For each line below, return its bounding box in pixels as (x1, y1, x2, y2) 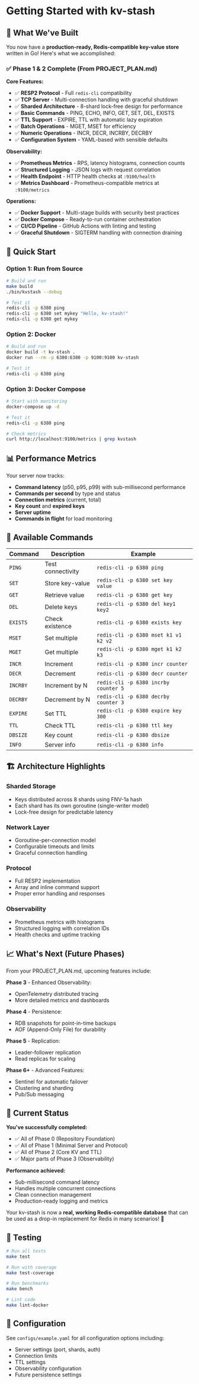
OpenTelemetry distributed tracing (14, 990, 99, 998)
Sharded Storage (6, 782, 56, 791)
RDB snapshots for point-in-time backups (14, 1019, 117, 1027)
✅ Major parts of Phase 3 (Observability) (14, 1155, 114, 1162)
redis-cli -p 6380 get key (97, 592, 173, 598)
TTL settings (14, 1359, 46, 1366)
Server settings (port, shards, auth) (14, 1345, 101, 1353)
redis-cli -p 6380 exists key (97, 619, 182, 626)
